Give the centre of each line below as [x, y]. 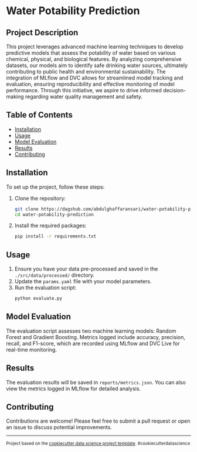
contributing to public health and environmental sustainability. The [86, 71]
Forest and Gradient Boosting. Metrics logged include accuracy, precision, [96, 337]
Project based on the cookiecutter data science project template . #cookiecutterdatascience [98, 444]
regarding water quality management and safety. [84, 96]
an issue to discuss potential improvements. [59, 427]
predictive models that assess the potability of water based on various [91, 53]
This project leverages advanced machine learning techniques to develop [95, 46]
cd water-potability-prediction [54, 215]
